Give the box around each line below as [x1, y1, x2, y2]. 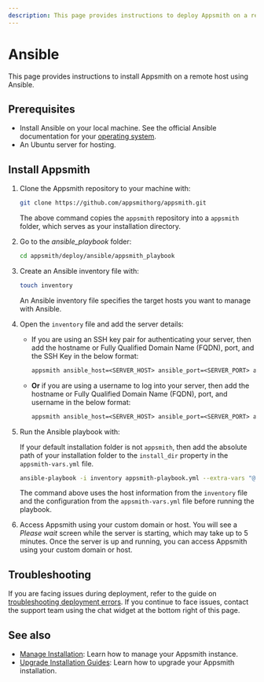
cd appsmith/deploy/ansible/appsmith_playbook [19, 253, 175, 260]
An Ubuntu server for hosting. [19, 140, 116, 149]
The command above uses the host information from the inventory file [19, 488, 248, 498]
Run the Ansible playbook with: [19, 426, 120, 437]
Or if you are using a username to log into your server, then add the [31, 381, 250, 390]
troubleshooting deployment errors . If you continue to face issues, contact [8, 597, 249, 606]
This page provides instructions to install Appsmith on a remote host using [8, 72, 249, 81]
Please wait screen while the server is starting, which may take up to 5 [19, 529, 249, 538]
